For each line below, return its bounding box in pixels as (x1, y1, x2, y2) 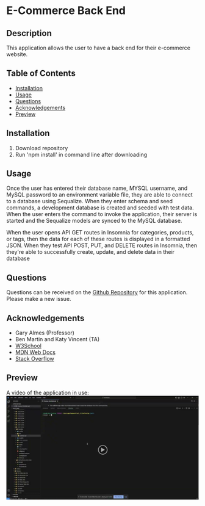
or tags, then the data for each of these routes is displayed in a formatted (6, 236, 190, 243)
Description (6, 28, 52, 38)
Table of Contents (6, 68, 76, 79)
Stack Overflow (15, 355, 55, 363)
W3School (15, 342, 41, 350)
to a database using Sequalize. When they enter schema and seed (6, 198, 173, 205)
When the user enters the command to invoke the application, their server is (6, 211, 198, 218)
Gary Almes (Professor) (15, 329, 75, 336)
